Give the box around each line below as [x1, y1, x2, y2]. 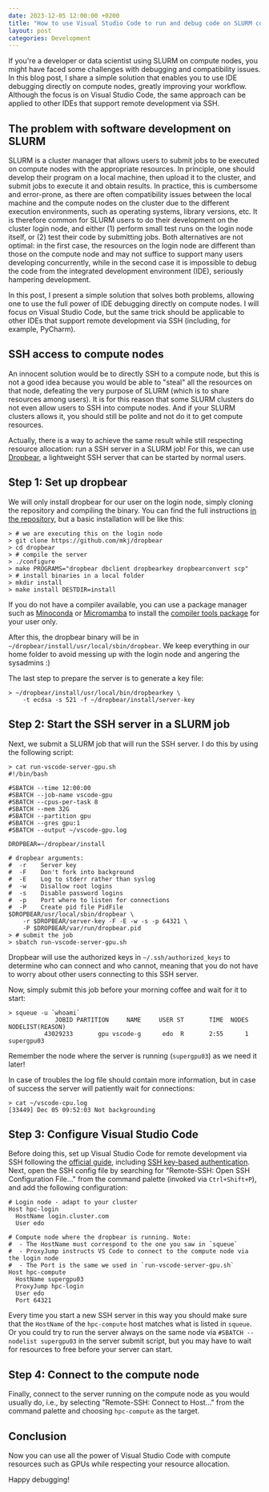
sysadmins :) [8, 658, 50, 667]
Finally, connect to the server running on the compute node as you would [8, 1389, 250, 1399]
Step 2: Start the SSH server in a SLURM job [8, 718, 231, 732]
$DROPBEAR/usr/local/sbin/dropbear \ [8, 910, 134, 918]
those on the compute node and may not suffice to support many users [8, 249, 243, 259]
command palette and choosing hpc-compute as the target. [8, 1406, 200, 1416]
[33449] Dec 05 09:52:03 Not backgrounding [8, 1106, 156, 1114]
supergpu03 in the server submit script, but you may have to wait [40, 1336, 252, 1346]
